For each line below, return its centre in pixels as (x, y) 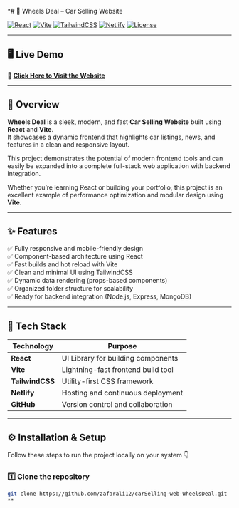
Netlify (23, 393)
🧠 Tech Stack (37, 326)
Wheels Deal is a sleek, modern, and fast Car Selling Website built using (115, 122)
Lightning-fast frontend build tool (118, 370)
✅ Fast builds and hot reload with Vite (63, 264)
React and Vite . (31, 129)
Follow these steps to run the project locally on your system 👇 (98, 455)
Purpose (122, 346)
